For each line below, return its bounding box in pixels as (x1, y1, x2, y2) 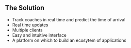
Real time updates (12, 22, 49, 28)
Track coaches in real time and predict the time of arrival (12, 16, 126, 22)
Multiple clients (12, 27, 43, 33)
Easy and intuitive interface (12, 32, 67, 38)
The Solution (5, 4, 45, 12)
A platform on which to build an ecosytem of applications (12, 37, 127, 43)
